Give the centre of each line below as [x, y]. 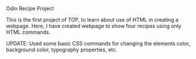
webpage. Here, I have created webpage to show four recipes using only [94, 26]
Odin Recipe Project [30, 8]
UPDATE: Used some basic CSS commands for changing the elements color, [98, 44]
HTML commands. [28, 32]
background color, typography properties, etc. [62, 50]
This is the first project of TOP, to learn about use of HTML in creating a [92, 20]
